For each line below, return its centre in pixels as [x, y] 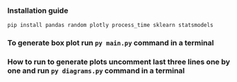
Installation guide [38, 11]
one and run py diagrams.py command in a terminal [96, 71]
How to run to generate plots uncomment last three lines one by [119, 62]
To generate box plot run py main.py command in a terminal [111, 43]
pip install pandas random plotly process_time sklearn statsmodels [110, 25]
